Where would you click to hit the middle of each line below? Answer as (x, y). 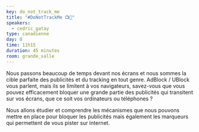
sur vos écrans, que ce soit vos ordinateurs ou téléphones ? (80, 99)
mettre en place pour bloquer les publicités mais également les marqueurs (97, 116)
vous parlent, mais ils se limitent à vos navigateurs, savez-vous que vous (96, 86)
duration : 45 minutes (33, 51)
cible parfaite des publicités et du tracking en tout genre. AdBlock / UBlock (98, 79)
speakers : (18, 23)
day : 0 (14, 39)
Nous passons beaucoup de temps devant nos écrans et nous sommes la (96, 73)
